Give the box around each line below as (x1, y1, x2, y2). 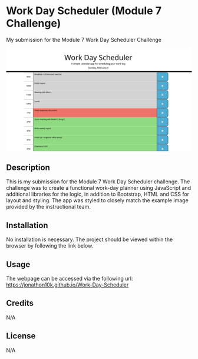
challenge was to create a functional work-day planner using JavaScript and (6, 185, 192, 192)
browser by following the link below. (6, 242, 94, 249)
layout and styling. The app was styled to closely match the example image (6, 197, 189, 204)
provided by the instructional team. (6, 203, 91, 210)
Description (6, 162, 50, 172)
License (6, 331, 36, 341)
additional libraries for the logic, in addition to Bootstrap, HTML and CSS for (6, 190, 190, 198)
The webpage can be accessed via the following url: (6, 275, 133, 282)
